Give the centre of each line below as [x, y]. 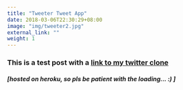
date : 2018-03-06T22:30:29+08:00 [55, 20]
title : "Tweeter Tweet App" [47, 13]
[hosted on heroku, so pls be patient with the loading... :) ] [91, 78]
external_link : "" [33, 32]
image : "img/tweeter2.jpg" [46, 26]
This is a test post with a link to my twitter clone [88, 63]
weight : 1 [21, 39]
